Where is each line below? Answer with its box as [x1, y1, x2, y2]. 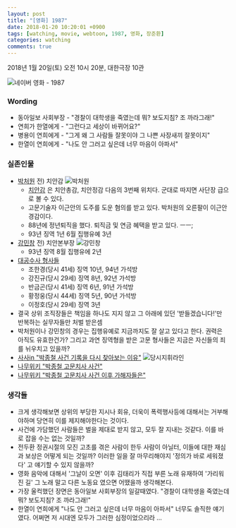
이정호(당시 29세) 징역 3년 [27, 300, 101, 308]
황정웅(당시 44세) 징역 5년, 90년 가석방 [27, 291, 137, 300]
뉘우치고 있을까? [25, 344, 70, 353]
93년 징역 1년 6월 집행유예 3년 [27, 229, 112, 238]
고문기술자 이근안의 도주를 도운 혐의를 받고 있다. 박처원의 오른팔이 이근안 [27, 203, 228, 212]
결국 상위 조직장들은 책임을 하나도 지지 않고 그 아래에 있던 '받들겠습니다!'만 [17, 308, 223, 318]
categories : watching [7, 37, 71, 44]
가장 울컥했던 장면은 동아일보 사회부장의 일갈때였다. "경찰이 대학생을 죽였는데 [17, 486, 230, 495]
